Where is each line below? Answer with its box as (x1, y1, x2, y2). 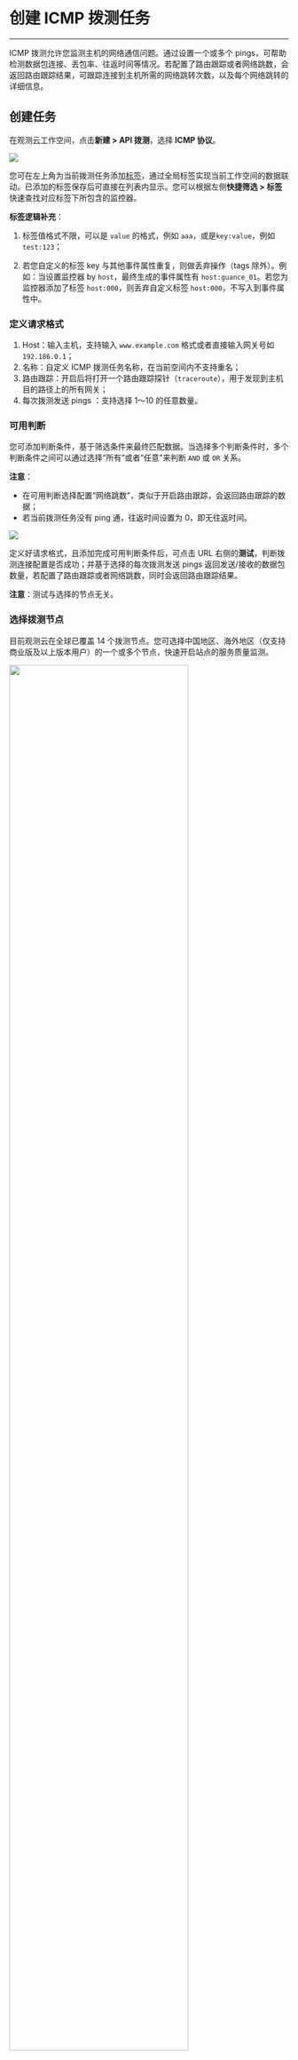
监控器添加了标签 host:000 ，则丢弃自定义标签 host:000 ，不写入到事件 (21, 282, 278, 293)
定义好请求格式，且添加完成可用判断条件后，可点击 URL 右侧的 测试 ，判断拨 (9, 548, 286, 559)
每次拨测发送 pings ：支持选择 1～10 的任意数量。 (21, 395, 202, 406)
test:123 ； (21, 241, 63, 251)
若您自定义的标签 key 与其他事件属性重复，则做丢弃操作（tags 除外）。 (21, 259, 279, 271)
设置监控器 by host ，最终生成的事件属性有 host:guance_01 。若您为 (45, 271, 288, 282)
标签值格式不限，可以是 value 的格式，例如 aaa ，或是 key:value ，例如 (21, 230, 276, 241)
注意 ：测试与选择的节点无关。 (9, 589, 118, 600)
